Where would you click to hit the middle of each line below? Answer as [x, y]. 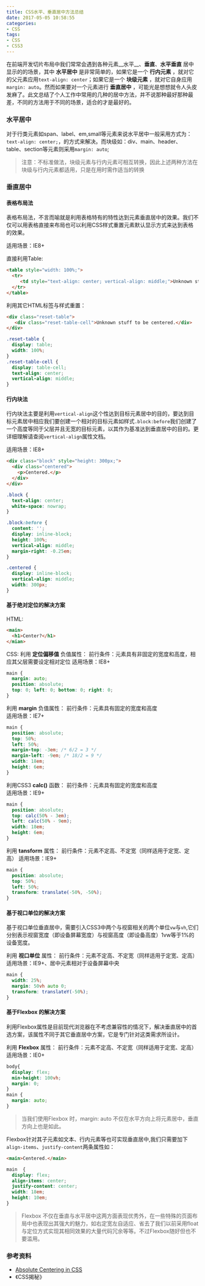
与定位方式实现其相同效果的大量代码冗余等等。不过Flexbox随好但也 [106, 1231]
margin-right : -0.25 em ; [42, 551]
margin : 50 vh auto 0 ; [39, 986]
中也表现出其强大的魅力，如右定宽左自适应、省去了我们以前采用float [113, 1223]
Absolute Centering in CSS [49, 1270]
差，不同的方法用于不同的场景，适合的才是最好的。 [70, 102]
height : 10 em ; [30, 1198]
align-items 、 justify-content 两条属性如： [61, 1146]
